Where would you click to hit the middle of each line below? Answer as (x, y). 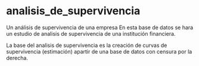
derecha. (17, 58)
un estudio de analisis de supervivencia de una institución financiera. (91, 33)
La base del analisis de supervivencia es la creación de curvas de (87, 45)
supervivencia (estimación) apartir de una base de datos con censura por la (99, 51)
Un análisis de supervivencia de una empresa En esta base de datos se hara (100, 27)
